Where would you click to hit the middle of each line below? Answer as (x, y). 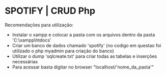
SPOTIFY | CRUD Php (50, 11)
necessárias (25, 61)
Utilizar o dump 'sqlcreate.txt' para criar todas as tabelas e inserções (85, 56)
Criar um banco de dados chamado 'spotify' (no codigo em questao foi (87, 45)
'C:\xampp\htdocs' (32, 40)
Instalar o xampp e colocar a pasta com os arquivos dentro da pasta (84, 34)
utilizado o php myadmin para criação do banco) (63, 51)
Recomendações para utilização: (39, 25)
